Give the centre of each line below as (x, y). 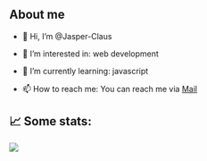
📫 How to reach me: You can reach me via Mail (110, 89)
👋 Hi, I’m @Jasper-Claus (67, 36)
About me (37, 15)
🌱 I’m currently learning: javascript (85, 71)
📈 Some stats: (50, 121)
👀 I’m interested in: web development (90, 54)
